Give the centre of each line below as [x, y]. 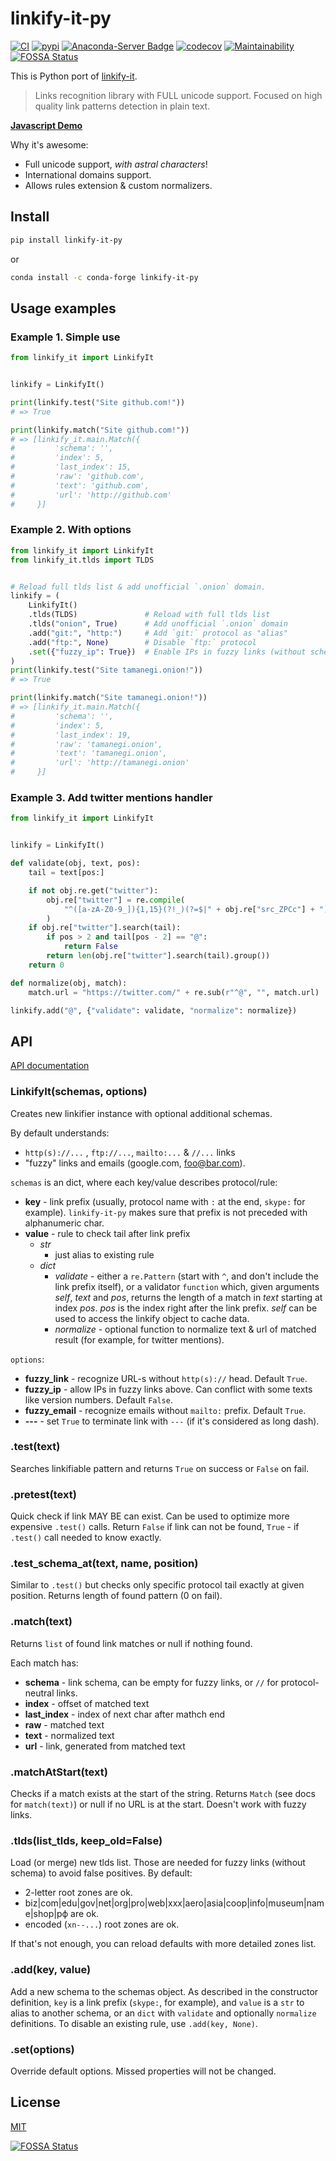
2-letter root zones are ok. [78, 1893]
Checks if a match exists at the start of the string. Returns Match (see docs [163, 1793]
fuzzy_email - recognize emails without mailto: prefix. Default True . [165, 1410]
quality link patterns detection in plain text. [122, 106]
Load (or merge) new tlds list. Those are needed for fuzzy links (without [158, 1863]
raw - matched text [64, 1724]
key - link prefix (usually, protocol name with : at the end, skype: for [165, 1201]
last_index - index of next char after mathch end [125, 1714]
